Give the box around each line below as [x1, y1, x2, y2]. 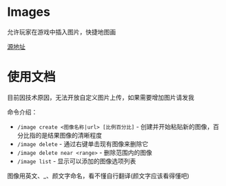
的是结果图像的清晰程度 [35, 131, 102, 139]
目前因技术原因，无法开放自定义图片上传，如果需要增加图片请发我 [7, 93, 194, 101]
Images [7, 4, 50, 20]
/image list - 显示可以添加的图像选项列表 [17, 156, 136, 165]
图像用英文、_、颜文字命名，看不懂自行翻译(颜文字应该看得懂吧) [7, 172, 189, 180]
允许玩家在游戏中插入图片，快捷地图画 [7, 28, 116, 36]
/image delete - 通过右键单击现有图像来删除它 [17, 139, 149, 148]
